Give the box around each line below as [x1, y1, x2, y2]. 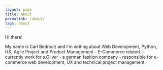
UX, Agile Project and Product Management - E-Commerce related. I [5, 49, 144, 55]
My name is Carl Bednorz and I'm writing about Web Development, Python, [5, 44, 158, 49]
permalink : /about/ [5, 16, 45, 21]
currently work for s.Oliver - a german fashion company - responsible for [5, 54, 153, 60]
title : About [5, 12, 32, 17]
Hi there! [5, 34, 23, 40]
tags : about [5, 21, 30, 26]
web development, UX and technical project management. [28, 59, 146, 65]
